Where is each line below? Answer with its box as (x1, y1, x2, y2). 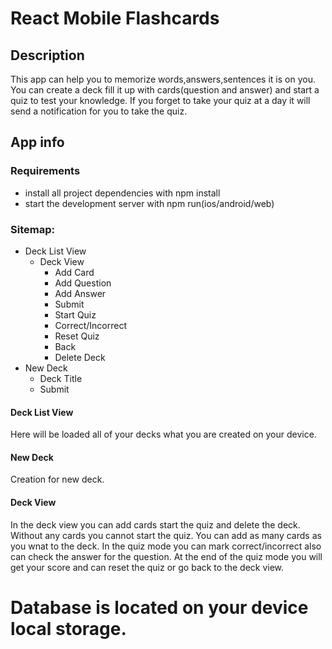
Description (10, 47, 85, 64)
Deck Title (39, 372, 83, 384)
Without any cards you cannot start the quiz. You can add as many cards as (10, 529, 322, 541)
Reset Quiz (54, 330, 100, 342)
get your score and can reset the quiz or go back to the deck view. (10, 561, 285, 573)
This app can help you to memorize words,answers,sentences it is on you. (10, 73, 316, 85)
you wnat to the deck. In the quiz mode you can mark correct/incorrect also (10, 540, 322, 552)
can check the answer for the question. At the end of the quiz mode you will (10, 550, 323, 562)
